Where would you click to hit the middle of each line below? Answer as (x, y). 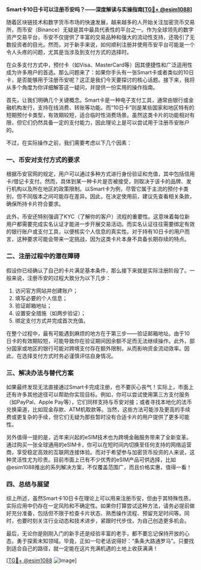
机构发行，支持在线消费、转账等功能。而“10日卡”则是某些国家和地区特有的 (103, 108)
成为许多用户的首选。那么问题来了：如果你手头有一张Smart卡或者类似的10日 (100, 72)
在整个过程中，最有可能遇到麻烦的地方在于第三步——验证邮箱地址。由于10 (98, 333)
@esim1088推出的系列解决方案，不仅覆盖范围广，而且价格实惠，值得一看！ (99, 467)
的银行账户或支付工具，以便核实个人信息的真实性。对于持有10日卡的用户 (95, 232)
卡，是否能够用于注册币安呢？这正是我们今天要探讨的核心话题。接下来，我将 (100, 80)
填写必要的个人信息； (41, 298)
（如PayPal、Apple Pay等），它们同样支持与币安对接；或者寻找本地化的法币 (99, 402)
